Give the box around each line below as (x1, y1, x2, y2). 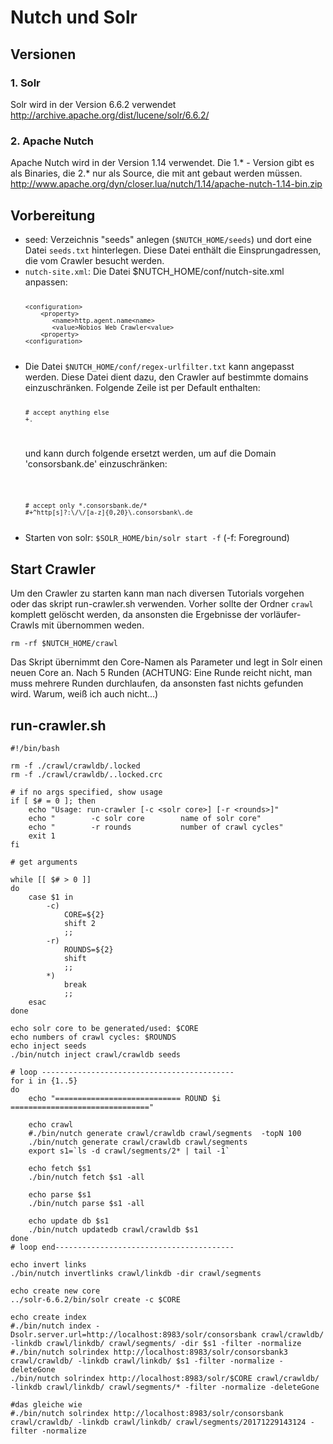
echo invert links (10, 1259, 87, 1270)
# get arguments (10, 857, 78, 867)
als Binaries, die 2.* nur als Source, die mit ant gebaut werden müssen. (10, 167, 303, 180)
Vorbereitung (10, 207, 96, 224)
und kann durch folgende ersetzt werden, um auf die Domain (24, 447, 277, 459)
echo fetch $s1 (28, 1163, 92, 1173)
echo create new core (10, 1286, 101, 1296)
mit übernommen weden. (41, 619, 145, 631)
